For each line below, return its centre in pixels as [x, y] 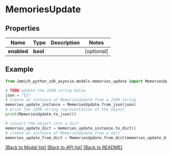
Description [65, 43]
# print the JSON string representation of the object [65, 109]
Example [19, 69]
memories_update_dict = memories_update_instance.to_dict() [71, 128]
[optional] [96, 51]
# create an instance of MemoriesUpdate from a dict [63, 133]
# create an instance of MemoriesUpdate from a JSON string [71, 100]
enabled [18, 51]
